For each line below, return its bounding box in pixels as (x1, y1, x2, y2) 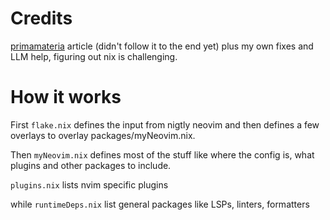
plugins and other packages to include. (10, 159, 172, 171)
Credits (10, 7, 73, 30)
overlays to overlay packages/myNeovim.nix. (10, 129, 196, 141)
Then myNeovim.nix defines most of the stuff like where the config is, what (10, 148, 315, 161)
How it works (10, 86, 122, 109)
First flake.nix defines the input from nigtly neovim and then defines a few (10, 118, 320, 131)
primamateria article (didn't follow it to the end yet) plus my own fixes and (10, 40, 314, 52)
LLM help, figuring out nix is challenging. (10, 50, 178, 62)
